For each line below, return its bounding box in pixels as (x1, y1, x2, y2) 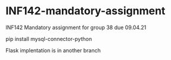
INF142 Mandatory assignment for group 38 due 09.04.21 (5, 24, 147, 31)
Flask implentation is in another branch (5, 46, 101, 54)
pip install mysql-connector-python (5, 35, 92, 42)
